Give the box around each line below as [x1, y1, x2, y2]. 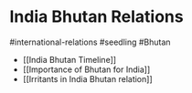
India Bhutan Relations [9, 6, 185, 27]
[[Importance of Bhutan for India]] [22, 64, 151, 75]
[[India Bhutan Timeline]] [22, 54, 117, 65]
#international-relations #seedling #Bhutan [9, 36, 171, 47]
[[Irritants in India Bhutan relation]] [22, 73, 153, 84]
